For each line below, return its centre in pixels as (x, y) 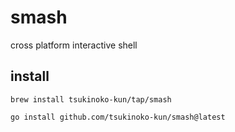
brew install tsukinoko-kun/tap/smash (91, 99)
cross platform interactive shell (74, 45)
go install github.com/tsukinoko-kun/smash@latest (118, 117)
